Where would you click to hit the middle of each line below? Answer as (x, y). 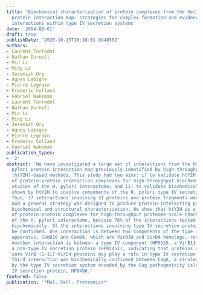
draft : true (21, 35)
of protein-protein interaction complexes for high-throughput (93, 181)
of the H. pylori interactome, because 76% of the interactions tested (104, 220)
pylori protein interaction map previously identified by (86, 170)
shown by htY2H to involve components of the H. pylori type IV (94, 192)
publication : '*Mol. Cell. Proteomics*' (58, 282)
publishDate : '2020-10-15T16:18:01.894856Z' (63, 40)
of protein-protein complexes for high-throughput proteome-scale (97, 215)
